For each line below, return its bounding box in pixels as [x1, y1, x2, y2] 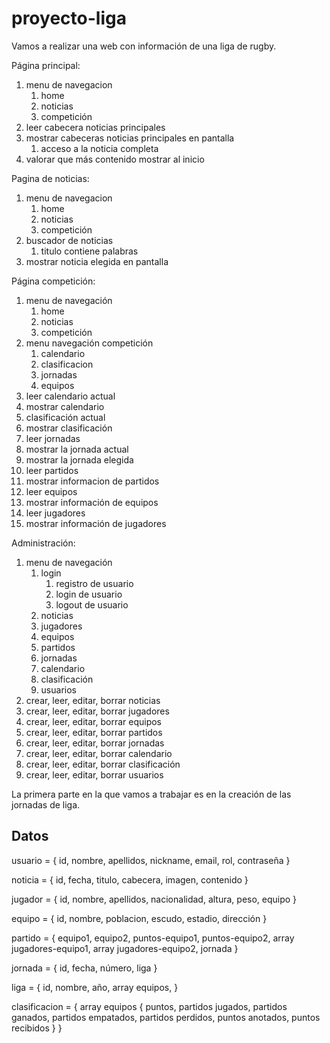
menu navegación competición [25, 337, 154, 349]
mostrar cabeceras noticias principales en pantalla [25, 132, 235, 144]
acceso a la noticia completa [40, 142, 159, 154]
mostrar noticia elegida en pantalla [25, 255, 169, 267]
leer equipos [25, 485, 78, 497]
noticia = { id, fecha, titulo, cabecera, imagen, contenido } [11, 873, 249, 886]
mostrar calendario [25, 400, 105, 412]
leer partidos [25, 464, 79, 476]
